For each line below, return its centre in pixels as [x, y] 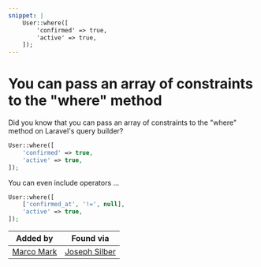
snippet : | [26, 15]
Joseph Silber [90, 252]
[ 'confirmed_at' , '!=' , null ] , [74, 205]
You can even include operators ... [64, 182]
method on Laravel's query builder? [66, 131]
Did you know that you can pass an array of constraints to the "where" [123, 122]
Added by [34, 239]
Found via [90, 239]
